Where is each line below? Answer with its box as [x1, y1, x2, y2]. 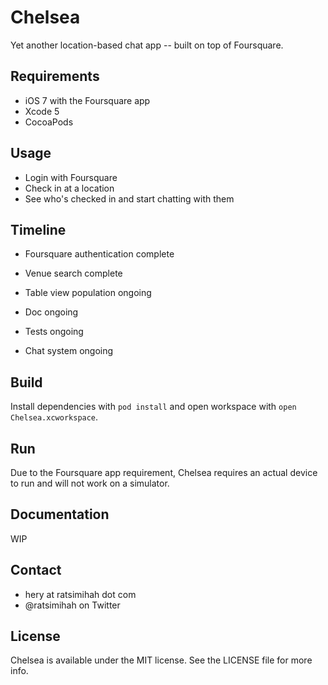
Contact [10, 562, 62, 579]
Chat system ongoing [24, 345, 114, 357]
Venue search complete [24, 267, 123, 280]
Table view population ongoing [24, 287, 152, 299]
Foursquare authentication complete [24, 248, 175, 260]
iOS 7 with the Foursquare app [24, 94, 151, 106]
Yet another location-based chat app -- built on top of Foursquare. [10, 39, 284, 51]
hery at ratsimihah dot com [24, 588, 137, 600]
